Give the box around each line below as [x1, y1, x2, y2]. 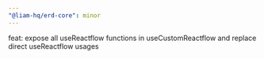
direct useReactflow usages [8, 41, 99, 51]
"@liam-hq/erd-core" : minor [8, 11, 101, 20]
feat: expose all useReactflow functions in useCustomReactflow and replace [8, 33, 257, 42]
